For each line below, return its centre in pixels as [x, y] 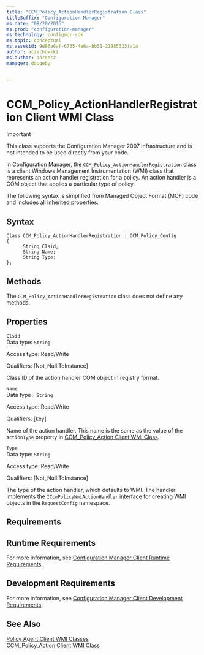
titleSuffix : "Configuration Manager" [56, 18]
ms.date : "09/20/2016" [35, 23]
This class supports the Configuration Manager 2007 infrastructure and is [99, 146]
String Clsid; [41, 247]
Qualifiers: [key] [27, 418]
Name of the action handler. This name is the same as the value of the [95, 430]
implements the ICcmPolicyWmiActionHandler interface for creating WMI [96, 496]
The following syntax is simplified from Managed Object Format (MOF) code [102, 196]
